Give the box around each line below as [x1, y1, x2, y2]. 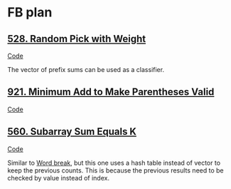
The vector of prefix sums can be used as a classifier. [7, 66, 165, 73]
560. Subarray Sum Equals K [7, 126, 137, 138]
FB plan [7, 4, 53, 21]
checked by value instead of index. [7, 173, 110, 182]
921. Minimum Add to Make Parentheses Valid [7, 86, 215, 98]
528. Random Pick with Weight [7, 33, 146, 45]
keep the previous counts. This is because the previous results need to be [7, 165, 224, 175]
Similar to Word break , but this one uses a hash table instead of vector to [7, 158, 221, 167]
